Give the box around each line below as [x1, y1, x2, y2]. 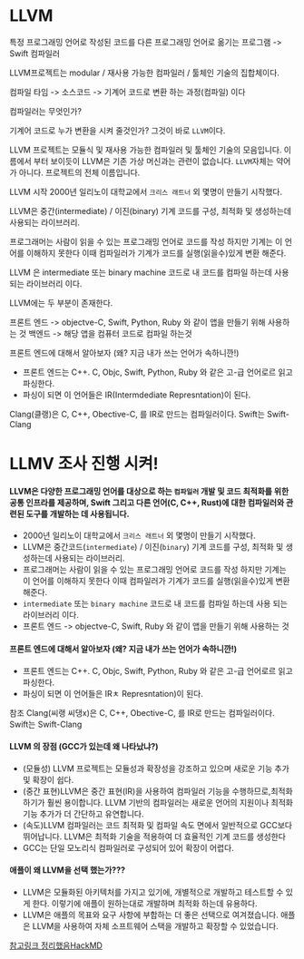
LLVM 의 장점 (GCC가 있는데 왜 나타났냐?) [9, 741, 159, 752]
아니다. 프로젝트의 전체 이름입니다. [18, 167, 141, 178]
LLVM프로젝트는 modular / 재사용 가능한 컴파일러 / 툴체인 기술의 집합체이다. [9, 67, 279, 78]
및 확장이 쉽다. [22, 774, 74, 785]
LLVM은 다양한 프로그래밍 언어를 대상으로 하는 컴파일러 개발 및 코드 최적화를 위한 [9, 485, 289, 496]
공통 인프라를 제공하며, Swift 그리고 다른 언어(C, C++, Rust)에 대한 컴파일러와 [9, 496, 285, 508]
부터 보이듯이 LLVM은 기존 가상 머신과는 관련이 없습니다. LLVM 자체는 [33, 155, 274, 166]
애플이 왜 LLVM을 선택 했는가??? [9, 865, 125, 876]
